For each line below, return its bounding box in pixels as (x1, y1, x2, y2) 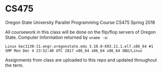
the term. (5, 62, 24, 68)
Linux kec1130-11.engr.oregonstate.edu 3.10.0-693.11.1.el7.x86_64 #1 (5, 44, 154, 49)
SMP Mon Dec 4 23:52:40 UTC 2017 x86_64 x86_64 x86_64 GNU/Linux (5, 48, 142, 53)
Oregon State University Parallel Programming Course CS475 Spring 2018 (5, 19, 156, 25)
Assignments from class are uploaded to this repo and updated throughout (5, 57, 157, 63)
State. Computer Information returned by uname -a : (5, 34, 108, 40)
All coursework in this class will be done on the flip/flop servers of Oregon (5, 29, 156, 35)
